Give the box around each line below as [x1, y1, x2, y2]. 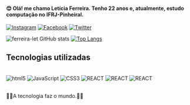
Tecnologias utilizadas [6, 52, 91, 62]
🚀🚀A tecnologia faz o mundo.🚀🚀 [6, 92, 84, 99]
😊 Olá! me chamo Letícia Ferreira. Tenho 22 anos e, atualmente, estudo [6, 5, 184, 12]
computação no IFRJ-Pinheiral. [6, 11, 84, 18]
